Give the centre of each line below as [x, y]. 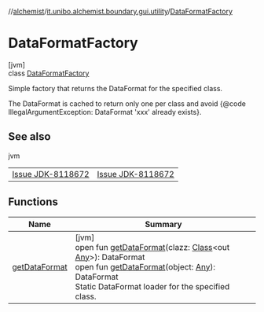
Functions [33, 202]
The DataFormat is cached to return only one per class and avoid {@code [127, 103]
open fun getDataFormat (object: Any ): [145, 266]
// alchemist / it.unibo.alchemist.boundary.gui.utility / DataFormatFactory [121, 11]
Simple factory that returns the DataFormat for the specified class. [115, 88]
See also [29, 137]
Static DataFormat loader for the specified [152, 286]
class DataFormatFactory [49, 73]
